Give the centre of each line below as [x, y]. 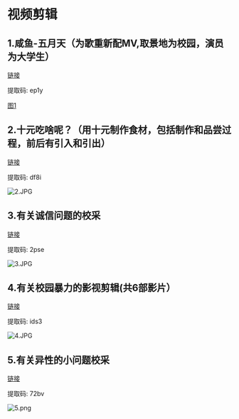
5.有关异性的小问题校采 [59, 360]
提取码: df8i [24, 177]
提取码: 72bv [26, 394]
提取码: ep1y [25, 90]
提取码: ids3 [25, 321]
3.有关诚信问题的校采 [54, 216]
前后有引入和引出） [68, 143]
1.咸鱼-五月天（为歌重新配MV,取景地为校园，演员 [116, 43]
